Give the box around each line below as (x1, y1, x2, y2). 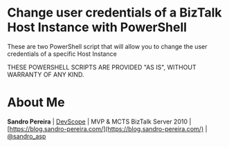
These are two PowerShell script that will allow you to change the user (7, 42, 208, 50)
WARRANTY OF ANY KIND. (7, 70, 84, 79)
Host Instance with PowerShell (7, 19, 187, 35)
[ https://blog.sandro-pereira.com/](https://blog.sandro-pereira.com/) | (7, 124, 208, 133)
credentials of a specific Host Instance (7, 50, 118, 58)
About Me (7, 95, 65, 110)
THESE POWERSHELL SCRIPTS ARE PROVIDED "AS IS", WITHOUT (7, 63, 196, 71)
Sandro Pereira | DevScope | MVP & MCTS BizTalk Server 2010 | (7, 117, 192, 126)
